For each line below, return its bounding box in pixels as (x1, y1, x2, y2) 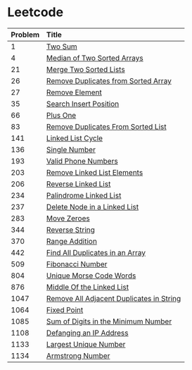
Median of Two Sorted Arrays (46, 53, 144, 63)
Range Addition (46, 236, 97, 246)
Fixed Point (46, 304, 84, 314)
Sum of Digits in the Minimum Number (46, 316, 172, 326)
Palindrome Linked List (46, 190, 122, 200)
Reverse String (46, 225, 95, 235)
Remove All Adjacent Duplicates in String (46, 293, 181, 303)
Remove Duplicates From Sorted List (46, 121, 167, 131)
